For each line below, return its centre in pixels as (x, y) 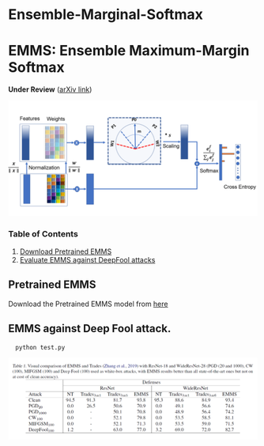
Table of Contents (43, 234)
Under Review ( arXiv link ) (50, 89)
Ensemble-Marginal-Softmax (106, 15)
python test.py (40, 348)
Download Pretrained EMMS (66, 251)
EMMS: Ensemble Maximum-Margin (129, 51)
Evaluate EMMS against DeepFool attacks (87, 259)
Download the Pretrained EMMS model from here (88, 304)
